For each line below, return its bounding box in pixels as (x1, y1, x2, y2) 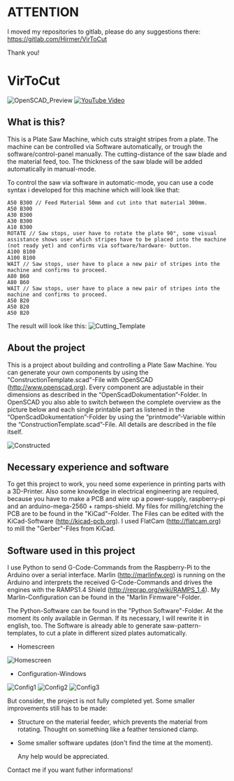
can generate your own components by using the (7, 368, 149, 377)
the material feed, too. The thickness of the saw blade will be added (7, 157, 203, 165)
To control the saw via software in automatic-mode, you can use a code (7, 178, 214, 186)
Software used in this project (7, 544, 136, 556)
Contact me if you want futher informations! (7, 766, 133, 774)
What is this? (7, 116, 66, 128)
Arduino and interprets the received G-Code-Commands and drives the (7, 578, 213, 586)
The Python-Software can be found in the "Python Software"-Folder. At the (7, 607, 224, 615)
